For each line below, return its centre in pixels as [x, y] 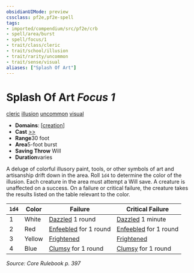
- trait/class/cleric [33, 46]
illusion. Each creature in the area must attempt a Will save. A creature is [95, 182]
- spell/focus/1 [26, 40]
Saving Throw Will [38, 151]
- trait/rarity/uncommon [37, 56]
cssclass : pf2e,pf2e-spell [40, 17]
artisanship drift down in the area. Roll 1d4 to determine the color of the [94, 175]
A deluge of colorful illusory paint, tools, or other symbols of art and [90, 169]
